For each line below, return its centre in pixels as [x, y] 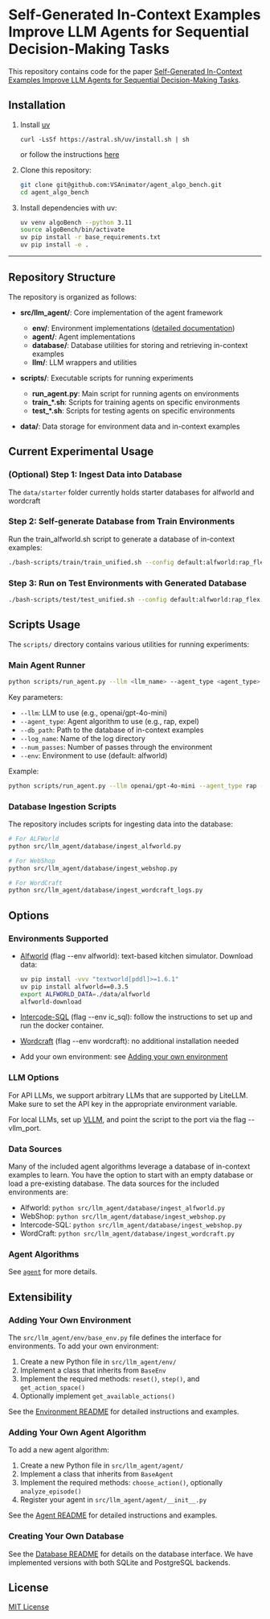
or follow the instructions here [70, 154]
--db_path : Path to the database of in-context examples [112, 730]
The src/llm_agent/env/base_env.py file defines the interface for [115, 1338]
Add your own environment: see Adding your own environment [124, 1057]
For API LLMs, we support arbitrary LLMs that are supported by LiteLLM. [128, 1095]
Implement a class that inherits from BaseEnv [93, 1370]
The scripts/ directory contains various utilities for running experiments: [129, 644]
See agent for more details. [53, 1272]
